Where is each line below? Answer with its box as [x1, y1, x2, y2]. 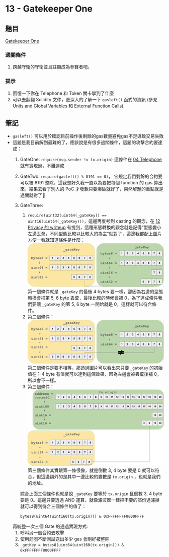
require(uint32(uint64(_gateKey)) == [27, 213, 107, 218]
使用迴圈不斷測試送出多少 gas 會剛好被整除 [20, 536, 110, 542]
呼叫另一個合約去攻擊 [20, 529, 64, 535]
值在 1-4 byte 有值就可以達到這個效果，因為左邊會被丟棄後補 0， [27, 371, 162, 377]
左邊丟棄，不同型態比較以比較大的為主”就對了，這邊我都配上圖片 [27, 231, 162, 237]
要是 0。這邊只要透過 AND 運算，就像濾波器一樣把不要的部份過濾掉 [20, 497, 160, 503]
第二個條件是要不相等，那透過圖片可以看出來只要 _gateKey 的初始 [27, 365, 163, 371]
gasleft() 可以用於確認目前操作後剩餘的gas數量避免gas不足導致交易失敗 [12, 133, 164, 139]
